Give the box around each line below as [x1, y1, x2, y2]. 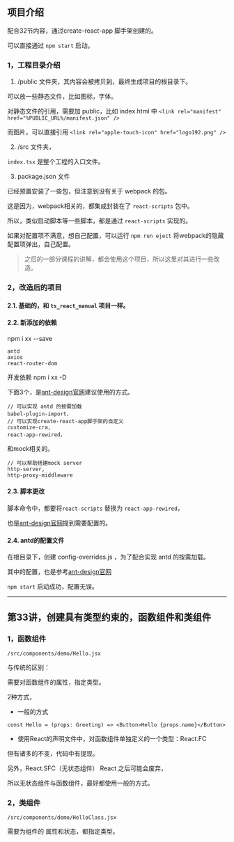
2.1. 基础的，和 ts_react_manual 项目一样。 [7, 301, 130, 310]
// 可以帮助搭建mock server [7, 459, 82, 466]
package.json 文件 [17, 173, 71, 181]
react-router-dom [7, 360, 58, 367]
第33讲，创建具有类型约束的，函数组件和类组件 [7, 611, 212, 623]
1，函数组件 [7, 634, 47, 644]
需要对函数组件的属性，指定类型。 [7, 678, 105, 686]
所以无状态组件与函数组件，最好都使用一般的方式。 [7, 779, 154, 787]
